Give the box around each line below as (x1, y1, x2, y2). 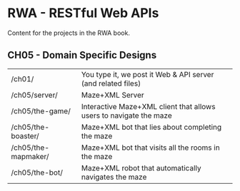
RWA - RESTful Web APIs (7, 5, 159, 21)
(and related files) (81, 78, 141, 88)
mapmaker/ (11, 151, 49, 161)
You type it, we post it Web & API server (81, 69, 214, 79)
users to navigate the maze (81, 110, 173, 120)
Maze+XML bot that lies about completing (81, 122, 222, 132)
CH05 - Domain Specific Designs (7, 49, 157, 61)
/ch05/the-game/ (11, 105, 71, 115)
